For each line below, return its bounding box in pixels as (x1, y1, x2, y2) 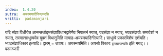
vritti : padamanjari (5, 16, 49, 21)
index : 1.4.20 (5, 7, 36, 12)
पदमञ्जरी (5, 46, 19, 52)
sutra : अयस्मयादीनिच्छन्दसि (5, 12, 50, 17)
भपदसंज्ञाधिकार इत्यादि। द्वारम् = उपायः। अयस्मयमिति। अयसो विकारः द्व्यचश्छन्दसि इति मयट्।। (5, 40, 149, 46)
